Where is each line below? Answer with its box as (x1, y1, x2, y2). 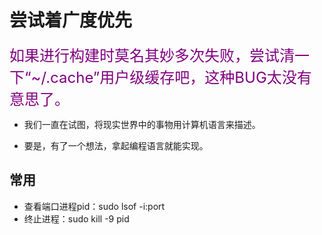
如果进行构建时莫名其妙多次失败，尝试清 (9, 46, 295, 65)
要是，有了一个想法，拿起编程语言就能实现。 (23, 139, 209, 151)
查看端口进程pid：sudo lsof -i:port (23, 200, 166, 212)
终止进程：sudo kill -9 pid (23, 212, 130, 225)
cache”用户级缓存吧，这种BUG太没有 (50, 67, 312, 87)
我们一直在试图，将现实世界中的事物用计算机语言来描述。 (23, 118, 261, 130)
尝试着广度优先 (9, 9, 133, 32)
